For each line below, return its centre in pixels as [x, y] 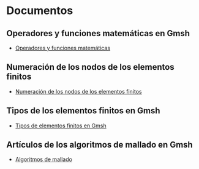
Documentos [40, 11]
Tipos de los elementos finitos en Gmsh [83, 111]
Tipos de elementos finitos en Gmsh [61, 126]
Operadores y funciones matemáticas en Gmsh [98, 33]
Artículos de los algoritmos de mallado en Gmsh [99, 145]
